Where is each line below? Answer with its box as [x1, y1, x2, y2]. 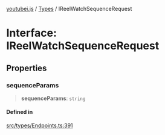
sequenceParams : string [21, 95, 86, 102]
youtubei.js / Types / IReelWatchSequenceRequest [6, 5, 132, 12]
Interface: [6, 27, 57, 40]
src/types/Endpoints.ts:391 [6, 122, 74, 129]
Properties [6, 63, 47, 73]
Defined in [6, 108, 33, 116]
